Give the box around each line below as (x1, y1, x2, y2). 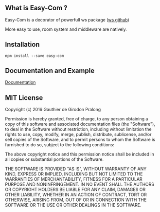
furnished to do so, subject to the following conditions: (5, 142, 114, 148)
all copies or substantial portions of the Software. (5, 156, 104, 162)
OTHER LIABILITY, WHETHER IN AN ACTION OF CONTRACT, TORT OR (5, 192, 147, 198)
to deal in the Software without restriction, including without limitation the (5, 126, 152, 132)
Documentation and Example (5, 67, 95, 75)
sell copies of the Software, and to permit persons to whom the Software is (5, 136, 156, 143)
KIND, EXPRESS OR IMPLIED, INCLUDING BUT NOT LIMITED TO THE (5, 171, 143, 177)
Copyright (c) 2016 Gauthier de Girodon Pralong (5, 107, 101, 113)
